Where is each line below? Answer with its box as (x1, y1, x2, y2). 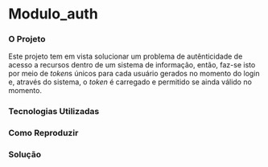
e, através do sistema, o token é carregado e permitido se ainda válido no (8, 77, 252, 87)
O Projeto (8, 34, 46, 45)
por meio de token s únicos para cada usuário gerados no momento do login (8, 69, 260, 79)
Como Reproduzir (8, 128, 79, 139)
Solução (8, 149, 42, 161)
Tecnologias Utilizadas (8, 106, 100, 117)
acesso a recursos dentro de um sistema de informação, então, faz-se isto (8, 60, 256, 70)
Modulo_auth (8, 5, 98, 23)
